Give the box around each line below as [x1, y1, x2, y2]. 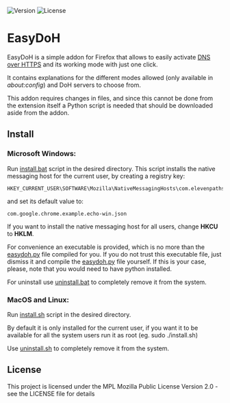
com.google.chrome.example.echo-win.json [7, 210, 127, 217]
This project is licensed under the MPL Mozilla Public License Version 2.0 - [7, 382, 218, 390]
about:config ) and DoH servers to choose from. [7, 81, 142, 89]
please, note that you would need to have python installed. [7, 264, 172, 273]
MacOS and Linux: [7, 295, 70, 304]
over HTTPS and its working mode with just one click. [7, 60, 159, 68]
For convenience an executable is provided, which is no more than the [7, 243, 205, 251]
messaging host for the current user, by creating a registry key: [7, 172, 186, 180]
